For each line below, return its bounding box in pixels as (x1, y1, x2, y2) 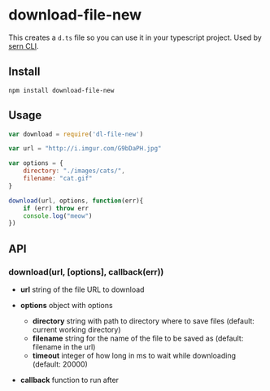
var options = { (8, 159, 63, 167)
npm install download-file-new (8, 86, 115, 94)
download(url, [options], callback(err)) (8, 266, 164, 277)
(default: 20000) (32, 359, 88, 369)
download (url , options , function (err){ (8, 197, 144, 205)
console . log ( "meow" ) (23, 211, 93, 220)
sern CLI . (8, 41, 39, 50)
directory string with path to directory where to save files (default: (32, 316, 255, 326)
